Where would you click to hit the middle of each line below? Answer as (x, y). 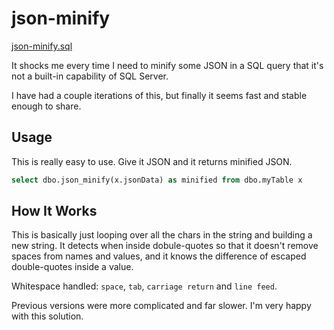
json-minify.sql (42, 46)
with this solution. (47, 316)
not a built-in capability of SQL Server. (90, 76)
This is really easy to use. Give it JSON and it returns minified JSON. (152, 161)
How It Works (54, 211)
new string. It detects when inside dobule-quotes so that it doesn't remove (165, 246)
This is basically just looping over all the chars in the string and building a (162, 235)
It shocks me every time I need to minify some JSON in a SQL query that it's (167, 65)
